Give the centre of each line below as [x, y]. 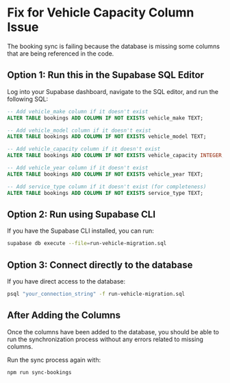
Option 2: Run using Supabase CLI [81, 214]
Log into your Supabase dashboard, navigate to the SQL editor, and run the [113, 91]
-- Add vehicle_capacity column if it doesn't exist [84, 149]
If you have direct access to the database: [66, 281]
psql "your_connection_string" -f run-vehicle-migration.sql [96, 294]
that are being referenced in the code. [61, 54]
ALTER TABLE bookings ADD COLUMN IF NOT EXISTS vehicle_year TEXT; [105, 174]
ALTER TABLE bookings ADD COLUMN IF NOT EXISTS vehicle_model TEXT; [107, 137]
